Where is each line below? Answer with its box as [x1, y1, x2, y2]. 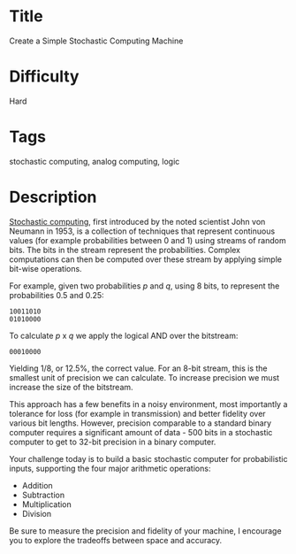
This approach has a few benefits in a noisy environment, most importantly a [9, 398, 288, 409]
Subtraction [21, 489, 65, 500]
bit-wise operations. [9, 263, 82, 273]
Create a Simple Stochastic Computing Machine [9, 35, 184, 46]
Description [9, 188, 97, 207]
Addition [21, 480, 53, 490]
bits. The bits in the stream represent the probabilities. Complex [9, 244, 241, 255]
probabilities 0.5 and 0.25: [9, 289, 104, 300]
